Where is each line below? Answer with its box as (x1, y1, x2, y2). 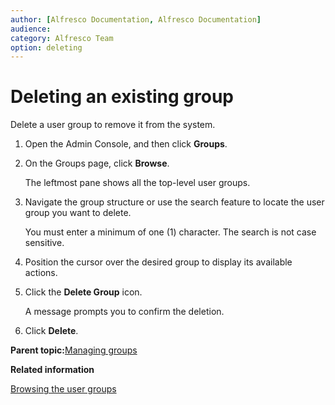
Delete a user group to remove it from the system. (10, 119, 216, 131)
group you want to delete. (24, 207, 132, 219)
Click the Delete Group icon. (24, 286, 143, 298)
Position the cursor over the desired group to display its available (24, 256, 293, 268)
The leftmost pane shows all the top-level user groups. (24, 177, 251, 189)
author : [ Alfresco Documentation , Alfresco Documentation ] (10, 14, 262, 25)
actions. (24, 267, 58, 279)
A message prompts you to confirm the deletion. (24, 306, 225, 318)
